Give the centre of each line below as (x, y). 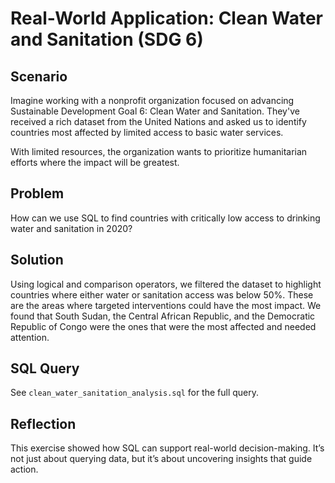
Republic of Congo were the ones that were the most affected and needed (163, 326)
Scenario (39, 76)
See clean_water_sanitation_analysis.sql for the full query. (135, 393)
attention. (30, 337)
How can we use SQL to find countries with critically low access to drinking (165, 218)
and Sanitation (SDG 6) (107, 39)
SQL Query (45, 368)
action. (24, 469)
